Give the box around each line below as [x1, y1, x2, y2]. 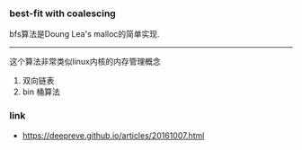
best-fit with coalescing [9, 7, 117, 20]
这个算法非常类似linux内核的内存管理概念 [9, 57, 161, 67]
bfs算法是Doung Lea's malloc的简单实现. [9, 29, 160, 40]
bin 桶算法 [22, 86, 60, 97]
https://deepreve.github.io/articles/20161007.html [22, 129, 205, 141]
